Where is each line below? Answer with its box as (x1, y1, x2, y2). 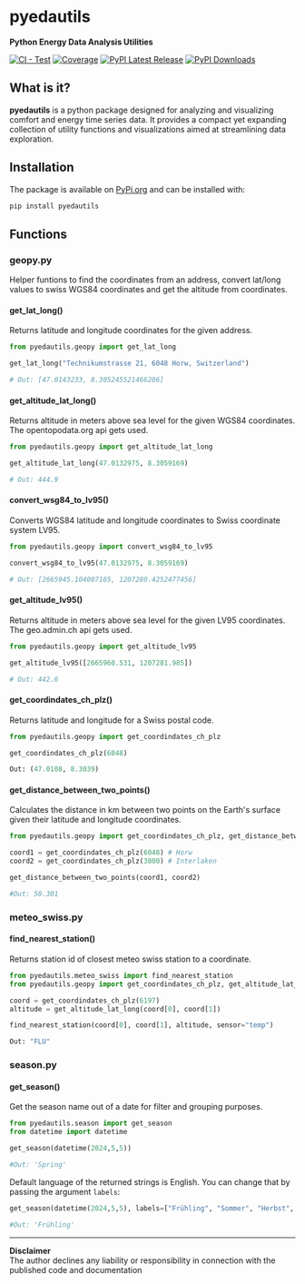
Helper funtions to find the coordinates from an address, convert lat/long (9, 274, 281, 285)
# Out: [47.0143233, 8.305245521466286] (9, 375, 165, 385)
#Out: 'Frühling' (9, 1220, 75, 1230)
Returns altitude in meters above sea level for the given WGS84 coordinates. (9, 415, 296, 426)
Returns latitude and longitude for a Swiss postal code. (9, 715, 214, 726)
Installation (9, 160, 74, 175)
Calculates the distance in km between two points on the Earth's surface (9, 805, 281, 815)
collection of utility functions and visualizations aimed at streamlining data (9, 123, 286, 134)
